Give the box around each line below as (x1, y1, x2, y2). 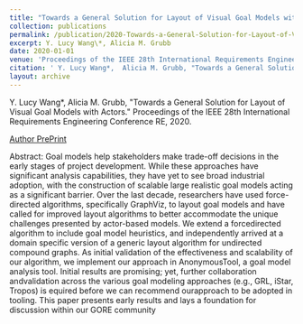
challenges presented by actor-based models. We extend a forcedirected (9, 218, 281, 228)
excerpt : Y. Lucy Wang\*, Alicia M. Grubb (9, 38, 171, 48)
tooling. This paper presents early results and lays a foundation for (9, 294, 257, 305)
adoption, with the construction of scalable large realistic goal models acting (9, 180, 293, 190)
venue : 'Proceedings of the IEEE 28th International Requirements (9, 55, 264, 64)
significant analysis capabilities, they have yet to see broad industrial (9, 170, 265, 181)
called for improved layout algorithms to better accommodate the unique (9, 208, 279, 219)
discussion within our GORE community (9, 304, 156, 315)
